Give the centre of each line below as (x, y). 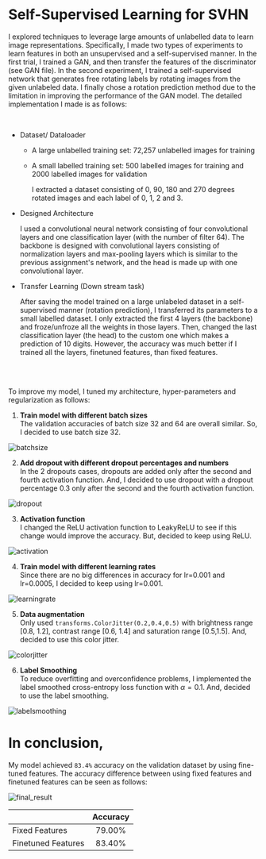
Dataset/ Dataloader (52, 135)
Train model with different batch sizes (84, 415)
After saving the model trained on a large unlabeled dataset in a (123, 301)
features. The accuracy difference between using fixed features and (141, 773)
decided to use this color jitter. (69, 639)
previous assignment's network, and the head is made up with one (129, 262)
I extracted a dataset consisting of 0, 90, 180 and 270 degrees (133, 189)
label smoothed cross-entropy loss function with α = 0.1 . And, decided (135, 687)
